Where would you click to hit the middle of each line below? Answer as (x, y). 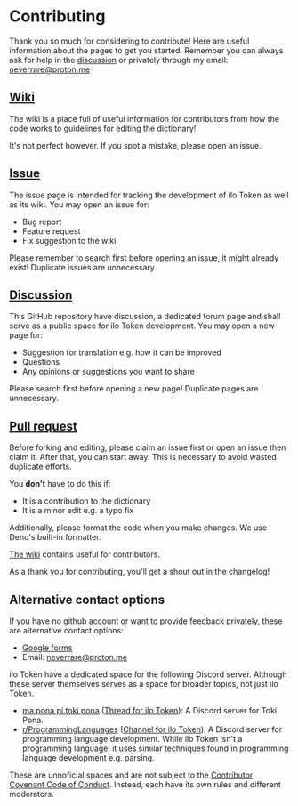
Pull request (43, 426)
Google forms (47, 648)
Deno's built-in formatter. (55, 537)
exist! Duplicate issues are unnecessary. (83, 267)
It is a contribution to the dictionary (86, 501)
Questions (41, 362)
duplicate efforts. (41, 467)
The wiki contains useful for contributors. (85, 554)
